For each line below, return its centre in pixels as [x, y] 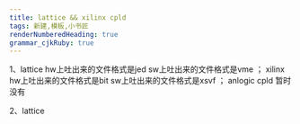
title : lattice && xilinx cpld [68, 18]
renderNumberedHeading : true [64, 34]
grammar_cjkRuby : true [52, 43]
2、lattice [27, 111]
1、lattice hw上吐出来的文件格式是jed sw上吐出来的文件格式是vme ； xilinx [147, 69]
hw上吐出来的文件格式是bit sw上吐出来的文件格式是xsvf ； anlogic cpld [141, 81]
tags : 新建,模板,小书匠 [49, 26]
